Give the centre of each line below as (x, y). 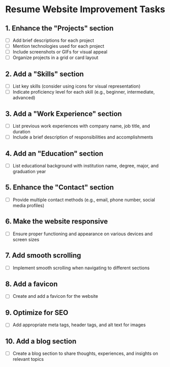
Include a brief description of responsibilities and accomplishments (83, 137)
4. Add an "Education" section (54, 153)
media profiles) (28, 205)
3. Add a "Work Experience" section (64, 114)
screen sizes (26, 239)
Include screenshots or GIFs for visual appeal (60, 52)
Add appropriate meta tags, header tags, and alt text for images (79, 325)
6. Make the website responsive (57, 222)
